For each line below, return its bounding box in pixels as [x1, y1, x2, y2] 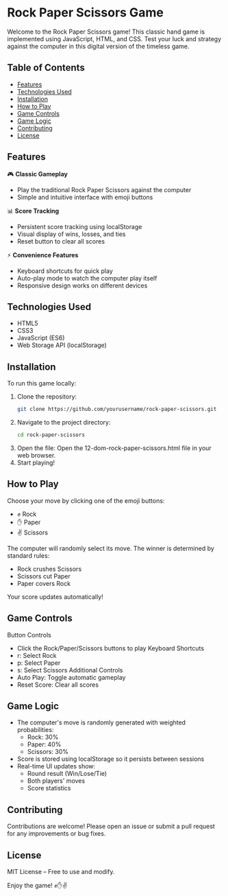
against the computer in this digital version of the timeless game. [7, 42, 190, 50]
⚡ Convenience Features [7, 250, 79, 259]
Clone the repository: [16, 392, 77, 401]
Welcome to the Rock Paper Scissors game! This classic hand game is [7, 27, 205, 36]
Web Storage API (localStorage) [16, 341, 107, 349]
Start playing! [16, 458, 55, 467]
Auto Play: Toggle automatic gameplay [16, 673, 126, 681]
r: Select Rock [16, 651, 57, 659]
